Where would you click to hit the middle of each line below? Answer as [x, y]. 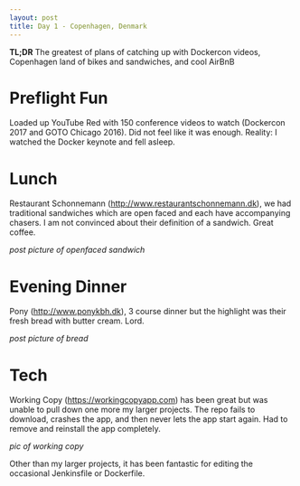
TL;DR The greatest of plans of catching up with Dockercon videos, [135, 51]
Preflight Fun [59, 98]
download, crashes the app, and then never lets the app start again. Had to [149, 419]
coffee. [23, 232]
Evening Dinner [68, 286]
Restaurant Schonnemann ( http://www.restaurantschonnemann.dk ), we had [150, 203]
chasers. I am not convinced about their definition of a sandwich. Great [141, 223]
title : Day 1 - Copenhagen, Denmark [78, 26]
